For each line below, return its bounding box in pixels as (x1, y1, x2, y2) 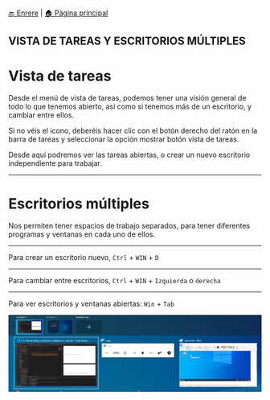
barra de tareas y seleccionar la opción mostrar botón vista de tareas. (8, 134, 239, 144)
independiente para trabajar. (8, 159, 102, 168)
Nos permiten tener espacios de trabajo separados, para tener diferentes (8, 221, 251, 231)
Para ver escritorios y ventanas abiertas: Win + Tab (8, 299, 174, 309)
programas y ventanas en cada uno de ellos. (8, 229, 156, 239)
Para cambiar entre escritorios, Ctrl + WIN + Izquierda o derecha (8, 276, 221, 286)
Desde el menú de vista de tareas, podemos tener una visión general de (8, 93, 247, 103)
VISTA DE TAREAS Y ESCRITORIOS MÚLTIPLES (8, 35, 247, 48)
